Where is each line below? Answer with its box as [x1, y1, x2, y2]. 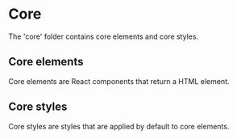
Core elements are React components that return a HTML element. [8, 76, 230, 86]
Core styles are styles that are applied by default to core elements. [8, 121, 230, 131]
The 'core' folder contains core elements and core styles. [8, 32, 199, 41]
